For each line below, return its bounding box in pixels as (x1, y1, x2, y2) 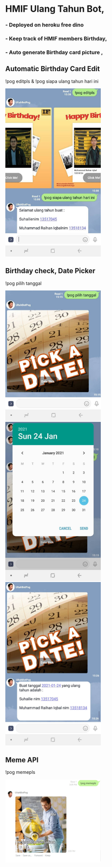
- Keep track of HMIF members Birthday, (5, 35, 107, 42)
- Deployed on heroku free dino (5, 21, 84, 29)
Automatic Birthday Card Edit (5, 64, 100, 73)
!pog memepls (5, 769, 36, 775)
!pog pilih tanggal (5, 280, 42, 286)
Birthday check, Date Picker (5, 266, 96, 275)
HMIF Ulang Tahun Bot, (5, 3, 105, 15)
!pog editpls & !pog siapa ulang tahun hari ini (5, 78, 99, 84)
